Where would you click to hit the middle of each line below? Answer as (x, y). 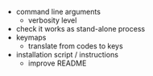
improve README (57, 63)
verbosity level (52, 20)
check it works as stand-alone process (81, 29)
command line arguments (58, 12)
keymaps (31, 37)
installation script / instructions (67, 55)
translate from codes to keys (75, 46)
